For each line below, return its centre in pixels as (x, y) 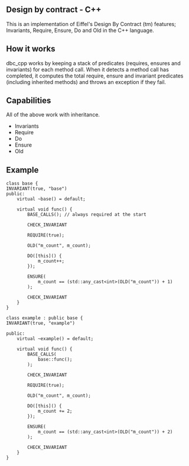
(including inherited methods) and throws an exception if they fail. (86, 82)
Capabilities (29, 101)
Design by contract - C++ (54, 10)
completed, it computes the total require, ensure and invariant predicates (95, 76)
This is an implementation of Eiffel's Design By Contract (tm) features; (91, 24)
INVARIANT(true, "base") (37, 189)
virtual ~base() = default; (51, 199)
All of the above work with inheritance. (53, 115)
